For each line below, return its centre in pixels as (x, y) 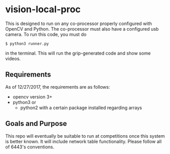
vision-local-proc (43, 9)
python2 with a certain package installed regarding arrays (81, 108)
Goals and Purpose (36, 124)
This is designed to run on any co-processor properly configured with (79, 23)
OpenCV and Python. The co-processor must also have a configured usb (82, 29)
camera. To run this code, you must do (46, 34)
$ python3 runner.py (27, 44)
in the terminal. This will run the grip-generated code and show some (78, 53)
